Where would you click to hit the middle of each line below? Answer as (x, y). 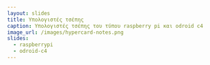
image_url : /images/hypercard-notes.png (66, 32)
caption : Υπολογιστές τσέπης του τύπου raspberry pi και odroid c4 (105, 26)
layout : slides (29, 13)
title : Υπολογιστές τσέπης (45, 20)
